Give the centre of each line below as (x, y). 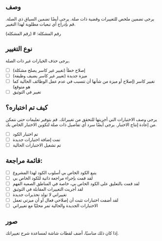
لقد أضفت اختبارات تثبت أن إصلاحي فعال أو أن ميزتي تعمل (65, 200)
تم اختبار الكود (25, 134)
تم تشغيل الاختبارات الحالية (37, 145)
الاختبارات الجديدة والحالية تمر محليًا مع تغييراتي (55, 206)
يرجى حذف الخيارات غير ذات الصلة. (38, 61)
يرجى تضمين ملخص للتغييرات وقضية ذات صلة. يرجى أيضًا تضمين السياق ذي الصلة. (80, 19)
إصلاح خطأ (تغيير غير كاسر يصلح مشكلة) (49, 70)
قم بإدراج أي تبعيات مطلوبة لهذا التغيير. (40, 24)
